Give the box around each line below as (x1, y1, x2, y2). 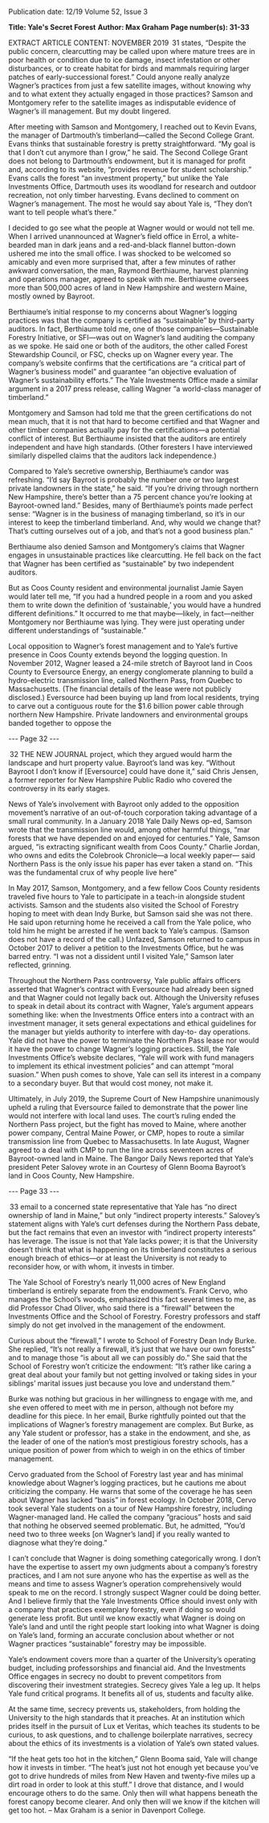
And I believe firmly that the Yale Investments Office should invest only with (8, 1596, 258, 1606)
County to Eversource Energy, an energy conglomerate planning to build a (8, 667, 254, 677)
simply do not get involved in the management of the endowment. (8, 1320, 226, 1330)
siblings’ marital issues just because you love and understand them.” (8, 1379, 235, 1388)
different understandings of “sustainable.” (8, 626, 147, 635)
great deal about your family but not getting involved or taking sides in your (8, 1370, 257, 1379)
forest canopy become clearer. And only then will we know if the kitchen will (8, 1797, 260, 1806)
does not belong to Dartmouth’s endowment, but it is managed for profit (8, 156, 247, 166)
